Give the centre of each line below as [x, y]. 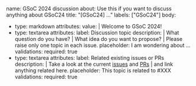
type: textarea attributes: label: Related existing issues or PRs [89, 58]
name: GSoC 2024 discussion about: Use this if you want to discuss [89, 9]
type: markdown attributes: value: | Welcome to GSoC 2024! [88, 26]
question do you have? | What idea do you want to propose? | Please [99, 39]
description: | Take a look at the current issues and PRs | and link [94, 64]
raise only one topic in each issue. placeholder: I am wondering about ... [102, 45]
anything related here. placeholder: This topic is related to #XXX [93, 70]
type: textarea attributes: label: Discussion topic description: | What [97, 33]
